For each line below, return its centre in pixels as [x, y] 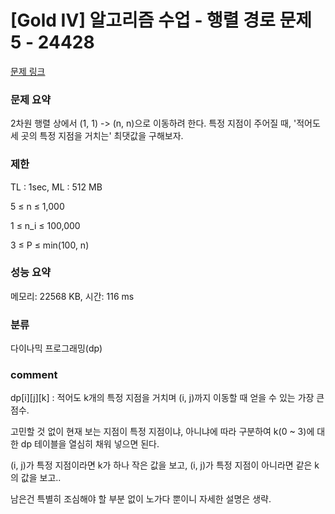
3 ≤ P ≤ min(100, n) [50, 245]
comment [34, 375]
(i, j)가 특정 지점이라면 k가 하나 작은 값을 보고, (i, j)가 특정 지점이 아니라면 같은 [161, 465]
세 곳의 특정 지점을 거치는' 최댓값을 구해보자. [97, 136]
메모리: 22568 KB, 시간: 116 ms [72, 296]
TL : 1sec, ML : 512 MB [56, 187]
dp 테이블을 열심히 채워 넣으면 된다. [90, 444]
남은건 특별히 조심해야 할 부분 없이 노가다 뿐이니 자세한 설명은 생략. [141, 499]
